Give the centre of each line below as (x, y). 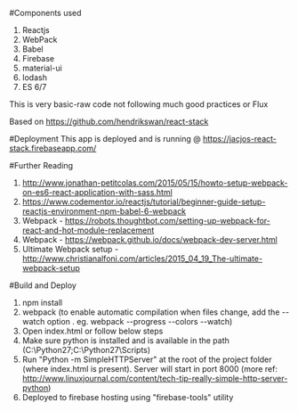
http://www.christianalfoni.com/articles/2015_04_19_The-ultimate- (142, 259)
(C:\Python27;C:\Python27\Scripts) (86, 350)
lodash (34, 78)
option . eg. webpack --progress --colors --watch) (140, 321)
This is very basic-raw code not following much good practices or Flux (139, 104)
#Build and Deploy (43, 285)
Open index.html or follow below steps (93, 331)
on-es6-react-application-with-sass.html (97, 192)
